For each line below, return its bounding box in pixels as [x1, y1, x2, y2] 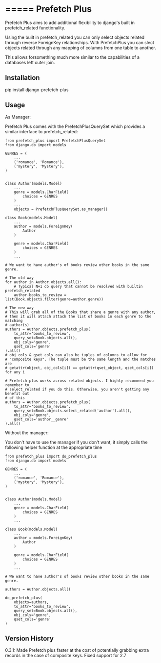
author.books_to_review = [14, 293, 67, 297]
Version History [5, 634, 54, 642]
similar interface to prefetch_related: [5, 128, 78, 134]
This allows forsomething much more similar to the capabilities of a [5, 54, 140, 60]
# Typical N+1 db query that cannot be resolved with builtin [14, 284, 143, 289]
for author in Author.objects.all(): [5, 279, 82, 285]
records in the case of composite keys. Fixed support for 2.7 [5, 653, 127, 659]
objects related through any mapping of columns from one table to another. [5, 45, 156, 50]
